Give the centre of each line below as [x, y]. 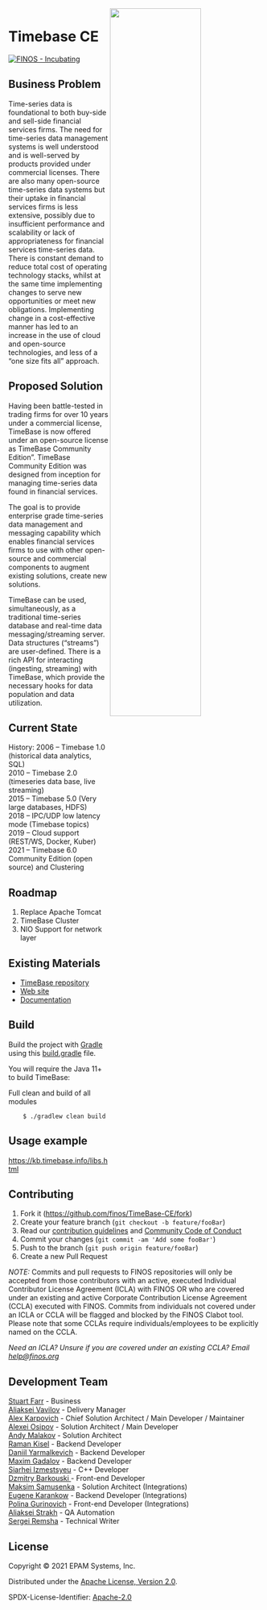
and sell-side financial [45, 121]
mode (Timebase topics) [49, 824]
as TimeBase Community [50, 448]
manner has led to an [43, 327]
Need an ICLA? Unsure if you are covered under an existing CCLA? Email [129, 1348]
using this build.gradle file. [52, 1053]
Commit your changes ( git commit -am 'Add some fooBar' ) [118, 1239]
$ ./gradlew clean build [64, 1116]
